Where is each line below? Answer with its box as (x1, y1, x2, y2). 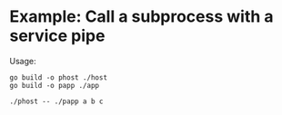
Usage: (9, 55, 36, 66)
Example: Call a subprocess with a (9, 6, 275, 27)
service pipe (9, 25, 106, 46)
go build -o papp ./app (9, 81, 100, 90)
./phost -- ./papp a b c (9, 97, 104, 106)
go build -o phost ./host (9, 72, 107, 82)
